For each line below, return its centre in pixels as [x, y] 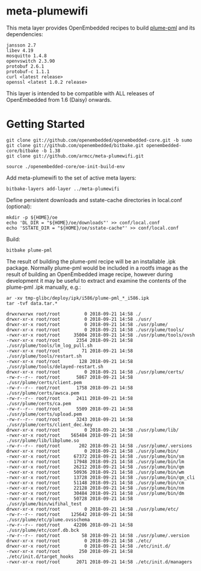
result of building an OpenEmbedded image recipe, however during [90, 274]
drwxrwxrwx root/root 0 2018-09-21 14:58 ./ [74, 314]
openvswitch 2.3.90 [31, 61]
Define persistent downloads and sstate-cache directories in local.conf [94, 200]
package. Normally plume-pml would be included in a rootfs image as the [97, 268]
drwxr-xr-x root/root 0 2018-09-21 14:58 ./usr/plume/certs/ [95, 372]
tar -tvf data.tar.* [32, 303]
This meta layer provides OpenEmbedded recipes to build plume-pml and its [101, 28]
